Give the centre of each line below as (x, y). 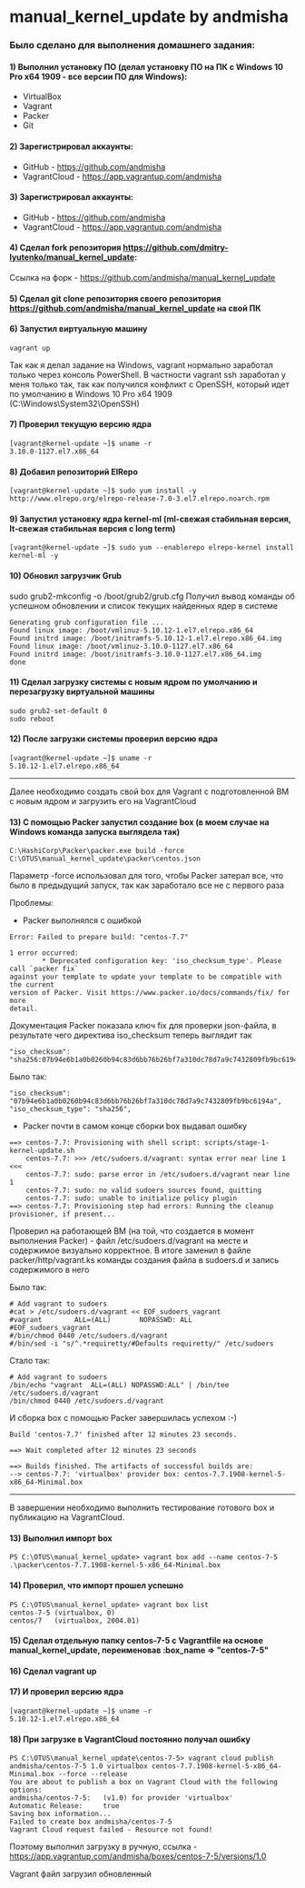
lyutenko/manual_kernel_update (72, 257)
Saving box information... (60, 1814)
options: (26, 1790)
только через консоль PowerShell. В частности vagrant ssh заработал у (148, 374)
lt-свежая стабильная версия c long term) (93, 528)
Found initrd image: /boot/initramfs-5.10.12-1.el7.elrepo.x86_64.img (146, 638)
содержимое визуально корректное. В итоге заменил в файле (130, 1250)
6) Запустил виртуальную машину (79, 329)
